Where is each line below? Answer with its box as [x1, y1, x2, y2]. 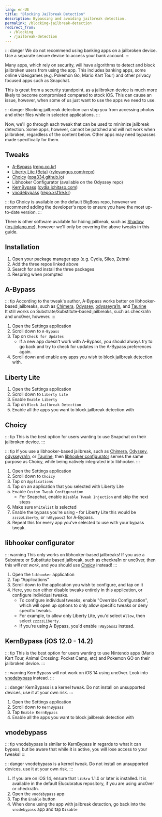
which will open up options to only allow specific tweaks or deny [19, 602, 148, 608]
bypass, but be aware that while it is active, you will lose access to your [5, 746, 147, 752]
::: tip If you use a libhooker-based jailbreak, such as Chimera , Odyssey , [5, 448, 148, 454]
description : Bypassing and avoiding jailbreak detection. [5, 16, 127, 21]
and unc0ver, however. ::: [5, 314, 56, 319]
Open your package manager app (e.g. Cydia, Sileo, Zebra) [12, 256, 130, 262]
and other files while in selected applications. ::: [5, 112, 100, 117]
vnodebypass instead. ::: [5, 675, 54, 681]
